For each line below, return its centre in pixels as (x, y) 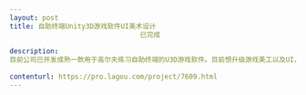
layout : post (34, 18)
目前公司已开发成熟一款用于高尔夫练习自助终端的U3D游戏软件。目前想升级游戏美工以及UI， (155, 60)
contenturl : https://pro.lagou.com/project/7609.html (114, 77)
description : (34, 52)
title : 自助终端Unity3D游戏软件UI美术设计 (83, 26)
